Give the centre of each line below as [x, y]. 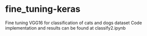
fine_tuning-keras [43, 9]
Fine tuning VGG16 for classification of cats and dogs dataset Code [73, 23]
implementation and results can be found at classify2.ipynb [66, 28]
